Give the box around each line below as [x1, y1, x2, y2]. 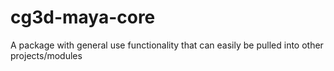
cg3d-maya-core [10, 6, 156, 29]
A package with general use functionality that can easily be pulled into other [10, 39, 324, 51]
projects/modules [10, 49, 83, 61]
